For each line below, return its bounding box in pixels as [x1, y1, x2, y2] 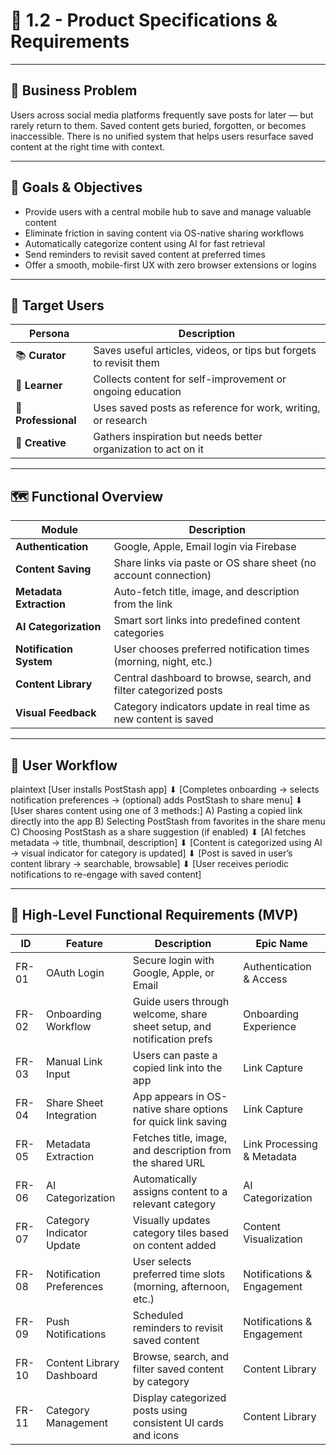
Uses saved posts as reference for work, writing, [93, 401, 321, 415]
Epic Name [255, 936, 308, 950]
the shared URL [132, 1155, 206, 1169]
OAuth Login [45, 965, 105, 979]
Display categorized [132, 1390, 227, 1404]
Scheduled [132, 1308, 184, 1322]
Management [45, 1415, 108, 1429]
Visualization [243, 1232, 303, 1246]
